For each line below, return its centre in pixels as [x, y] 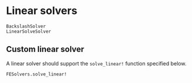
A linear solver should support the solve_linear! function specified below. [96, 63]
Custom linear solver [45, 49]
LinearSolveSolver [29, 31]
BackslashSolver [26, 26]
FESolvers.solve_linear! [37, 74]
